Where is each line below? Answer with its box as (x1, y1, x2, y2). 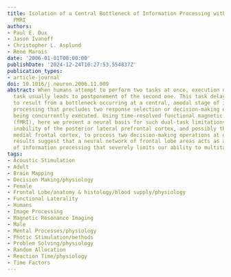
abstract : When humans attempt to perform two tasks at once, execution (7, 87, 220, 93)
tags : (7, 151, 23, 158)
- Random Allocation (7, 247, 67, 254)
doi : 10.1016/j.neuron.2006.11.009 (7, 80, 109, 87)
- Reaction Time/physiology (7, 253, 88, 260)
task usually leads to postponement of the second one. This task (13, 93, 208, 100)
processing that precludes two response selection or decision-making (13, 106, 220, 113)
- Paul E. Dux (7, 29, 48, 36)
